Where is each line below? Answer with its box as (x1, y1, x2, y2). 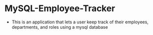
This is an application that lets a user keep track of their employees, (11, 19, 149, 25)
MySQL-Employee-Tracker (4, 3, 116, 14)
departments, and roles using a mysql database (11, 24, 108, 30)
